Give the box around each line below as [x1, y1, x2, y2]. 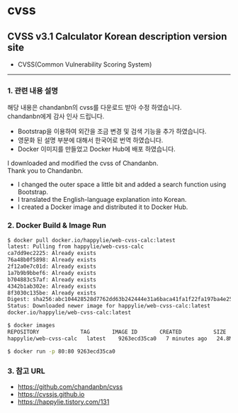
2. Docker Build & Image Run [7, 220, 107, 230]
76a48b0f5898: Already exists [7, 256, 97, 264]
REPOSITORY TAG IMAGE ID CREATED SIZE [7, 328, 227, 335]
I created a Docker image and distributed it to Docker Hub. [17, 203, 188, 211]
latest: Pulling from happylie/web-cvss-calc [7, 243, 144, 250]
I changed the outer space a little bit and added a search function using [17, 180, 227, 189]
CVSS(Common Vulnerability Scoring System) [17, 60, 152, 69]
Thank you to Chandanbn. [7, 166, 84, 175]
